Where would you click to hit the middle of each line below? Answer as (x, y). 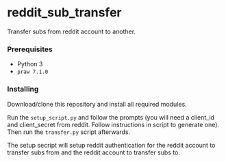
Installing (23, 89)
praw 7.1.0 (33, 72)
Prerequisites (30, 49)
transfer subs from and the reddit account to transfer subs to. (93, 152)
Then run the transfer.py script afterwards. (69, 132)
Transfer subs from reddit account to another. (71, 31)
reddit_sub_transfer (64, 13)
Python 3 (30, 64)
